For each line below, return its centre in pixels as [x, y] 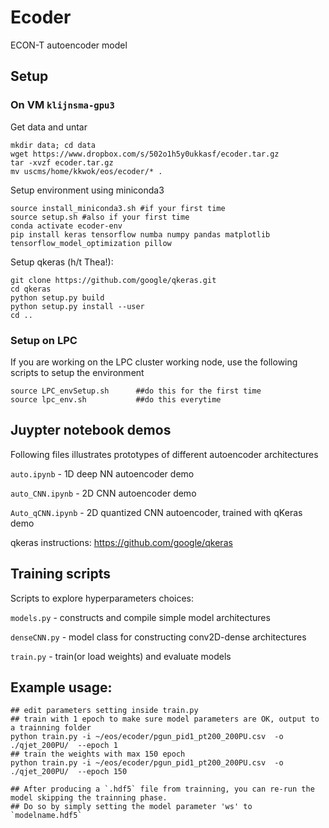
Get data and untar [49, 127]
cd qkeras [31, 289]
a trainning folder [51, 728]
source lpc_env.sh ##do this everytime [116, 399]
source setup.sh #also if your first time [100, 217]
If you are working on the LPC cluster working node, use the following [154, 362]
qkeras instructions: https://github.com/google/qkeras [121, 542]
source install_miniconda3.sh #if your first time [118, 208]
